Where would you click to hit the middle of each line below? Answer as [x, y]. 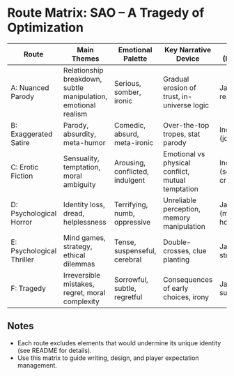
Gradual [176, 79]
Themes [85, 59]
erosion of [180, 87]
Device [188, 59]
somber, [127, 92]
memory [177, 218]
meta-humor [84, 142]
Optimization [45, 28]
